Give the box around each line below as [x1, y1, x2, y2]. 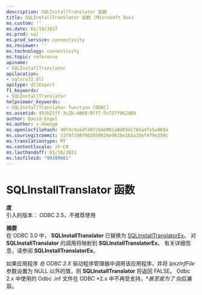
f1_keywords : [6, 88, 39, 94]
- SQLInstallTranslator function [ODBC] [6, 104, 110, 111]
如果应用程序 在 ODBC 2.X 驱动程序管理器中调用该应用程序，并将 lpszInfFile [6, 260, 195, 267]
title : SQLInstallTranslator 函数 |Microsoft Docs [6, 15, 134, 21]
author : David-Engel [6, 115, 58, 122]
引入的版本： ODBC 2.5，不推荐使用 [6, 212, 96, 219]
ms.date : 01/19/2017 [6, 25, 58, 32]
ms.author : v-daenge [6, 122, 58, 128]
